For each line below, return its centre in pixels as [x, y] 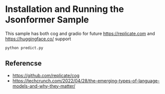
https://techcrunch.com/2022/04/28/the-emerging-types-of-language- [86, 81]
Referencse [23, 63]
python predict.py [24, 48]
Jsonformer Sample [47, 20]
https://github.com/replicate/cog [46, 75]
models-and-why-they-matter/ [44, 86]
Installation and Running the [65, 9]
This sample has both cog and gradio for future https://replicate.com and [80, 33]
